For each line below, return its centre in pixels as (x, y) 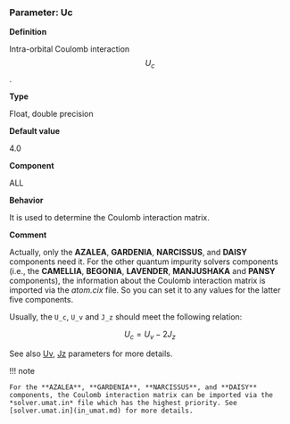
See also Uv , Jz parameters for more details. (91, 353)
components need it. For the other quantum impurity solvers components (144, 262)
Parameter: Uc (41, 12)
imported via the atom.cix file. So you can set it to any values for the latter (145, 290)
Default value (35, 131)
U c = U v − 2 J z (150, 335)
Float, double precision (51, 114)
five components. (41, 300)
